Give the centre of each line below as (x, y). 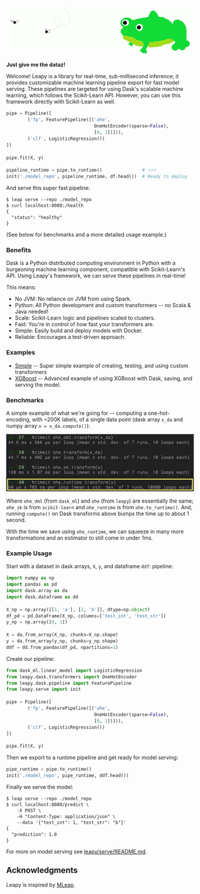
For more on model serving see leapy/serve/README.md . (77, 852)
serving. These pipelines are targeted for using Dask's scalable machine (95, 89)
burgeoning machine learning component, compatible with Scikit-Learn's (96, 270)
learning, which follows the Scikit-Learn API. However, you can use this (93, 96)
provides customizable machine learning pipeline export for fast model (93, 82)
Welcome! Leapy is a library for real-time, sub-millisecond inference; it (93, 76)
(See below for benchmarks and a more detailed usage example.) (86, 235)
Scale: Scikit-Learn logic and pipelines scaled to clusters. (85, 318)
